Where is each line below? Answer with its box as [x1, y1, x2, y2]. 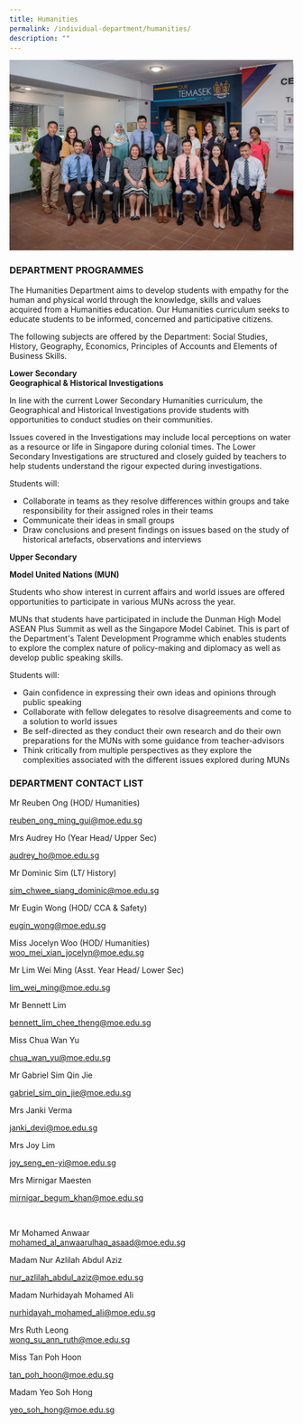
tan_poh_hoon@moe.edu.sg [9, 1370, 115, 1381]
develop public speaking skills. [9, 652, 124, 663]
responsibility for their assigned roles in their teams [22, 505, 214, 515]
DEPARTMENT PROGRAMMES [9, 264, 144, 277]
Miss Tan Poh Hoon [9, 1352, 82, 1363]
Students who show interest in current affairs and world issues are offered [9, 586, 286, 597]
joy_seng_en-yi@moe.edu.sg [9, 1157, 116, 1168]
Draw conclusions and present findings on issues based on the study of [22, 524, 290, 535]
